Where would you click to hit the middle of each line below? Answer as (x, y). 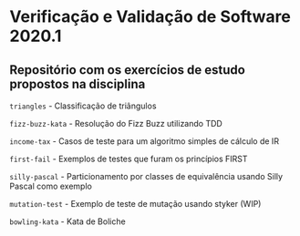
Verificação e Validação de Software (150, 17)
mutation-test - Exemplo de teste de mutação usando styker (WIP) (135, 204)
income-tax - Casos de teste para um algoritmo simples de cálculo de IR (145, 141)
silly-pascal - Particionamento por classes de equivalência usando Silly (146, 176)
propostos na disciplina (78, 84)
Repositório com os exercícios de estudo (128, 70)
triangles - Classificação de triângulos (83, 106)
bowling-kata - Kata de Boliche (67, 221)
